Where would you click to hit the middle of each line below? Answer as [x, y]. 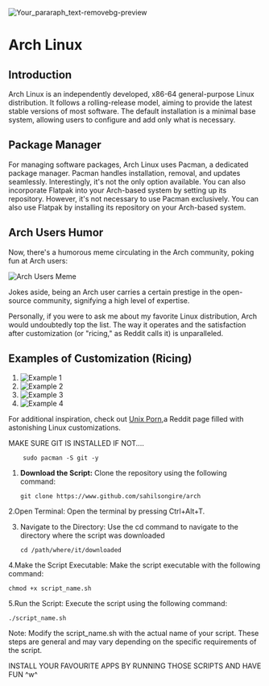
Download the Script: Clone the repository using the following [123, 473]
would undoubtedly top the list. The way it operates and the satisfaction [127, 324]
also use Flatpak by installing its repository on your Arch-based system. [127, 207]
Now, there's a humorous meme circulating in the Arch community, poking [131, 252]
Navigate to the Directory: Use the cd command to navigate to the [129, 527]
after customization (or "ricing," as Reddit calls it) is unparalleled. [116, 333]
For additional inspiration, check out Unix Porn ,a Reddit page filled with [126, 419]
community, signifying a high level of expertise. [112, 300]
